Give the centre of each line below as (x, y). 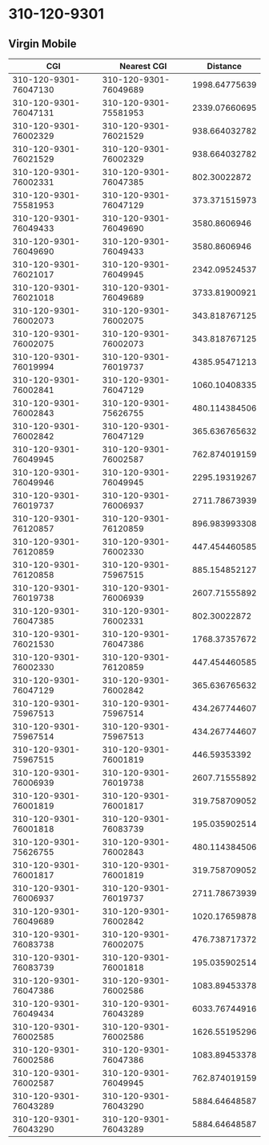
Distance (225, 66)
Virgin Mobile (42, 44)
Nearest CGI (143, 66)
